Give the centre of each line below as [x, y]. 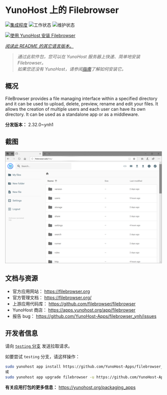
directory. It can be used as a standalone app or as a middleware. [72, 114]
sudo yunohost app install [33, 367]
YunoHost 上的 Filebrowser [62, 10]
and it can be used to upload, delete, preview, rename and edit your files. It [82, 104]
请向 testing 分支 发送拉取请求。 [39, 346]
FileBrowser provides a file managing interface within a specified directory [81, 98]
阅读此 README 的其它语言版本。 [40, 46]
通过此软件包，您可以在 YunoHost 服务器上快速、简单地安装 [79, 56]
